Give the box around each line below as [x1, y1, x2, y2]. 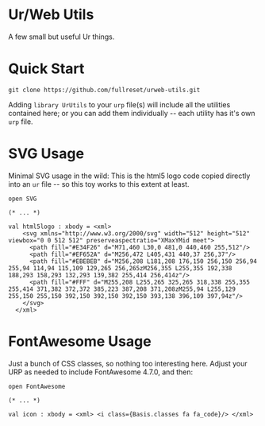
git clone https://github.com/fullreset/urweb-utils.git [8, 86, 201, 94]
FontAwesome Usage [8, 332, 152, 350]
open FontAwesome [8, 382, 66, 390]
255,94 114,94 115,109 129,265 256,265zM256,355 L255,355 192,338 [8, 264, 232, 272]
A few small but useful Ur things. [8, 32, 115, 41]
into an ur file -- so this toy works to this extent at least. [8, 179, 190, 188]
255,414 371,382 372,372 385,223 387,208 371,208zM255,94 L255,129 [8, 285, 236, 293]
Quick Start [8, 60, 85, 78]
